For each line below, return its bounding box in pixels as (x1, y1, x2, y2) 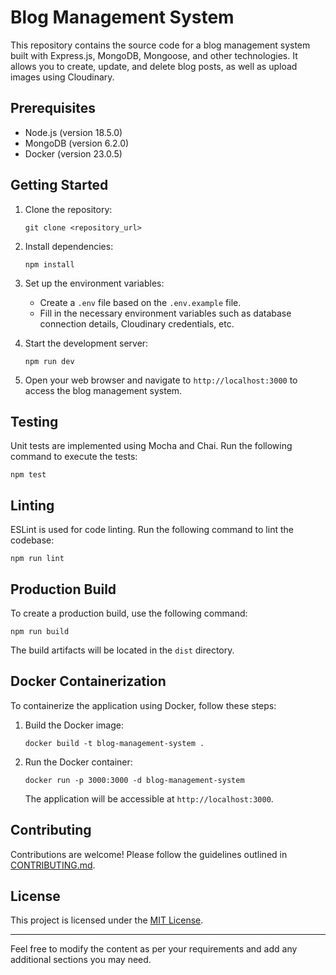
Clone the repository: (24, 203, 113, 215)
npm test (10, 470, 47, 480)
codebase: (10, 534, 55, 546)
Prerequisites (10, 100, 96, 117)
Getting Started (10, 177, 109, 194)
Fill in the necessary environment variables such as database (39, 307, 292, 319)
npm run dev (24, 356, 75, 366)
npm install (24, 259, 75, 270)
